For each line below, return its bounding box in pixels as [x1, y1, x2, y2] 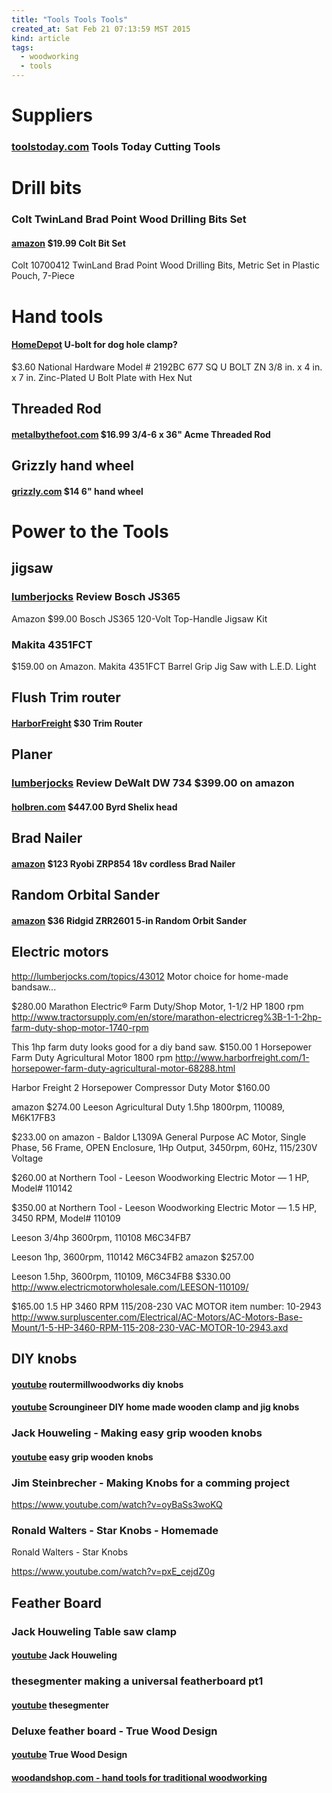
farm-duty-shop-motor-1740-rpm [11, 1021, 149, 1033]
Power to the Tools [11, 520, 169, 543]
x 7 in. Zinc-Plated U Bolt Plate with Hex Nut [11, 371, 193, 383]
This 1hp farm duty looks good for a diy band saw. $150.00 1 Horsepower [11, 1041, 312, 1053]
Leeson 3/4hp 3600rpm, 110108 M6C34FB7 [11, 1231, 191, 1243]
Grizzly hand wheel [11, 457, 134, 475]
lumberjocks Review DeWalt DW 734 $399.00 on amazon [11, 776, 295, 790]
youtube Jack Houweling [11, 1649, 118, 1661]
